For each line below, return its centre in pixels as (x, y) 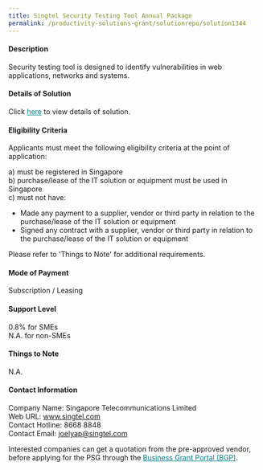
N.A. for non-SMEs (39, 335)
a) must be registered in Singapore (66, 172)
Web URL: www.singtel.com (54, 416)
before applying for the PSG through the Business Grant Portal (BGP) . (123, 457)
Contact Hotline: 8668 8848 (55, 425)
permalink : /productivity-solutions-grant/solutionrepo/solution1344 (127, 23)
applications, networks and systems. (69, 75)
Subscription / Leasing (45, 291)
